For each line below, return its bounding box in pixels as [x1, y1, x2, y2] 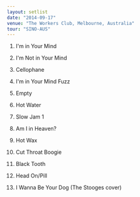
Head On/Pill [15, 172, 48, 179]
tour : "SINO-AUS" [7, 26, 51, 32]
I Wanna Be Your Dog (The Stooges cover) [15, 184, 122, 192]
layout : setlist [7, 9, 48, 15]
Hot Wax [15, 137, 38, 144]
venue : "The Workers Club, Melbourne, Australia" [7, 20, 135, 26]
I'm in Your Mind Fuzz [15, 78, 70, 85]
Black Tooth [15, 161, 46, 168]
